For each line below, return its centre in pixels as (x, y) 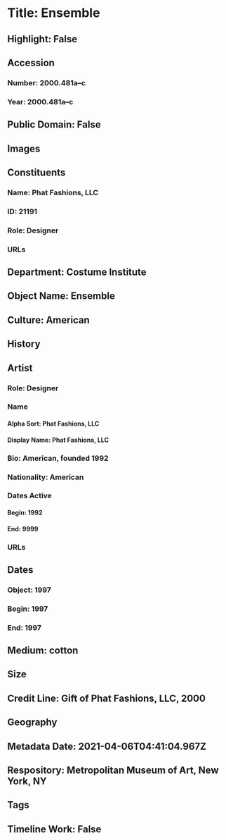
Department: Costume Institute (77, 272)
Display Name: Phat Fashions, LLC (58, 440)
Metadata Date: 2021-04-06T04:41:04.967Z (107, 746)
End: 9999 (23, 529)
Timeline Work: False (54, 829)
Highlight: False (42, 39)
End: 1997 (25, 627)
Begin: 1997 (28, 609)
